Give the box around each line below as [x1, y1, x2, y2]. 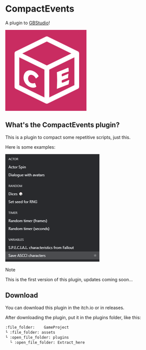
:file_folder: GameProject [5, 325, 69, 330]
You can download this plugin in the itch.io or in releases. [5, 304, 125, 311]
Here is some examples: [5, 144, 56, 150]
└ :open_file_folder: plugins [5, 335, 69, 340]
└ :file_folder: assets [5, 330, 56, 335]
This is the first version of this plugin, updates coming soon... [5, 276, 133, 282]
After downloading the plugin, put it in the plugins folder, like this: [5, 314, 141, 320]
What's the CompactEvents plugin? [5, 121, 120, 129]
